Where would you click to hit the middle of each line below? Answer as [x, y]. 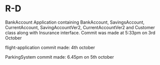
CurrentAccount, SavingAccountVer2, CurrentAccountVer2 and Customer [80, 27]
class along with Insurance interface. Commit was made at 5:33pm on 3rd [80, 32]
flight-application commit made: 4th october [50, 47]
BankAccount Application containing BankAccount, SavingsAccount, [75, 22]
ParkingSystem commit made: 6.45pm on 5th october [60, 57]
